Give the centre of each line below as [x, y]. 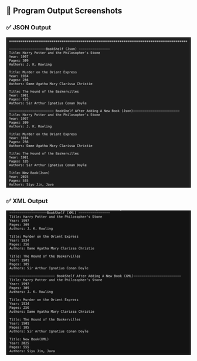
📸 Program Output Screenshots [64, 11]
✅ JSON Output [29, 28]
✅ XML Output [27, 201]
